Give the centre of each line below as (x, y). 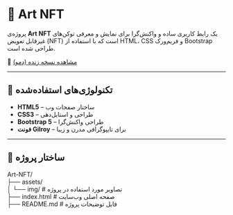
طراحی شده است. (31, 48)
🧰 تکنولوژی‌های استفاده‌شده (60, 90)
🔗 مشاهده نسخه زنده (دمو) (42, 61)
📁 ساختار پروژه (36, 158)
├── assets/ (25, 182)
